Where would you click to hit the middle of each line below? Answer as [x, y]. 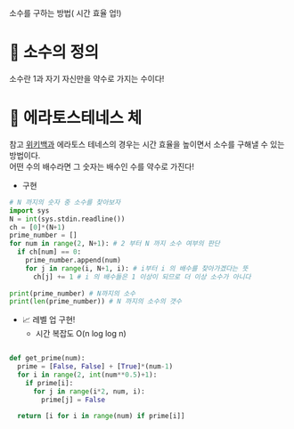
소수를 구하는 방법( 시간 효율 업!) [65, 13]
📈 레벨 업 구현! [49, 320]
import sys [29, 210]
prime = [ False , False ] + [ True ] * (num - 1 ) [95, 367]
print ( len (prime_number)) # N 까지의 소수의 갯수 [96, 302]
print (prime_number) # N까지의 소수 [73, 293]
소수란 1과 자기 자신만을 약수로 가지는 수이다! [87, 78]
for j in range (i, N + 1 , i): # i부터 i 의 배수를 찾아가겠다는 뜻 [137, 268]
